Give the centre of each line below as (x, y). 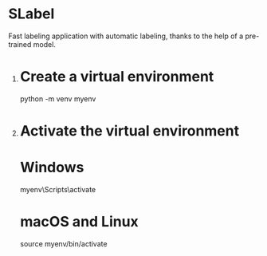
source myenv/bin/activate (63, 243)
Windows (52, 167)
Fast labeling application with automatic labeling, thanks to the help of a (126, 36)
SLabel (31, 14)
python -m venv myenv (58, 98)
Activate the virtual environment (130, 131)
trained (20, 44)
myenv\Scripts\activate (58, 189)
